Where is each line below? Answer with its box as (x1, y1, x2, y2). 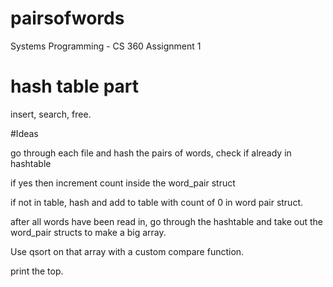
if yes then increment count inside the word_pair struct (10, 177, 236, 189)
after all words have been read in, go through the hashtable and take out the (10, 215, 324, 227)
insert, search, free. (10, 108, 92, 120)
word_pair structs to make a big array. (10, 226, 167, 238)
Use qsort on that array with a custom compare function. (10, 245, 245, 257)
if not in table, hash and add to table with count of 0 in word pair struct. (10, 196, 304, 208)
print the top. (10, 265, 64, 277)
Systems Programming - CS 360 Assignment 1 (10, 40, 202, 52)
